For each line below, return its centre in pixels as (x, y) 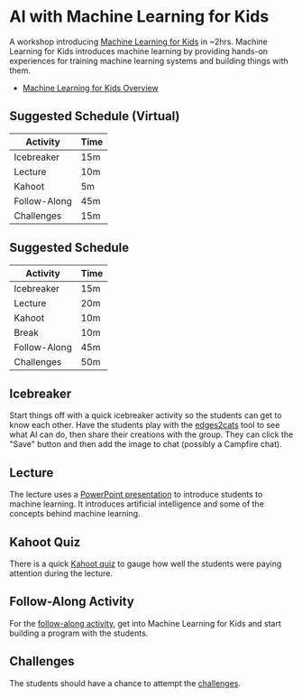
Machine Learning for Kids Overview (91, 88)
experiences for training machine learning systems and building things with (149, 60)
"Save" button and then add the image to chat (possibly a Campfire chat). (146, 444)
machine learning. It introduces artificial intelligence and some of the (137, 504)
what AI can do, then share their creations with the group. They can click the (151, 434)
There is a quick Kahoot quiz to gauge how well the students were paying (146, 563)
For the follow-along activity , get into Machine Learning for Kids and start (146, 623)
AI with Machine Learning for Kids (139, 17)
